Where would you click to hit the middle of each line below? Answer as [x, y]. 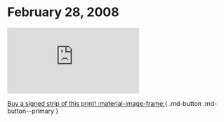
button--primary [31, 111]
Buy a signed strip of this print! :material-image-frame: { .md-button [105, 103]
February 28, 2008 [63, 12]
